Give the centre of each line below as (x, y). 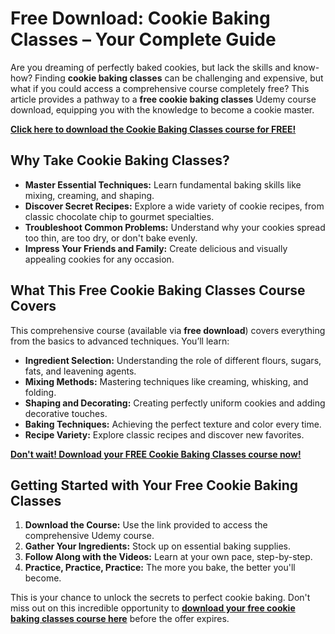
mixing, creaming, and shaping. (89, 195)
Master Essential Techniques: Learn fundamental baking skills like (163, 184)
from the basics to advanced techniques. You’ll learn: (120, 341)
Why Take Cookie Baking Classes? (120, 160)
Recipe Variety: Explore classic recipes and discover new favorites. (164, 434)
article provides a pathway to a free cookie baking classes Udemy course (163, 99)
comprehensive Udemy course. (89, 536)
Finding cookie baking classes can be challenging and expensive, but (179, 78)
